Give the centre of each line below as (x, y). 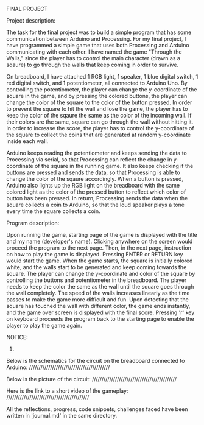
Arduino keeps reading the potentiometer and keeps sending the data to (97, 153)
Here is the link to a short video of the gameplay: (67, 391)
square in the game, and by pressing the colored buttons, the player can (97, 96)
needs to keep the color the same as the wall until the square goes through (100, 286)
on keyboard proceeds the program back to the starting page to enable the (100, 319)
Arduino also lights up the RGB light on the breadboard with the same (93, 185)
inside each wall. (27, 141)
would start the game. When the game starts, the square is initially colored (100, 261)
